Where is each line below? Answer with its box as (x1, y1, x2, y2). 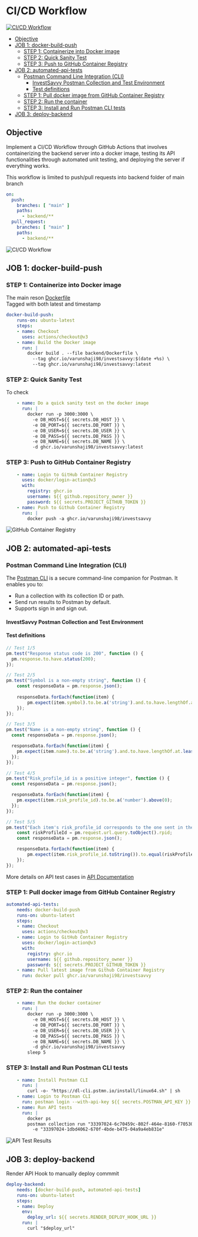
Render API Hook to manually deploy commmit (6, 1170, 120, 1177)
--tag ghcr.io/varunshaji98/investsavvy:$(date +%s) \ (32, 356, 170, 362)
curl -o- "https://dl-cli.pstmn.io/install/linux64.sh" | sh (27, 1088, 181, 1094)
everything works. (6, 162, 50, 169)
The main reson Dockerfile (6, 294, 71, 301)
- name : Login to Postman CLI (16, 1093, 91, 1100)
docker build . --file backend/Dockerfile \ (27, 350, 138, 356)
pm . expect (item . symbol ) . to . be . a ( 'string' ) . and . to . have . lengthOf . (27, 699, 192, 706)
